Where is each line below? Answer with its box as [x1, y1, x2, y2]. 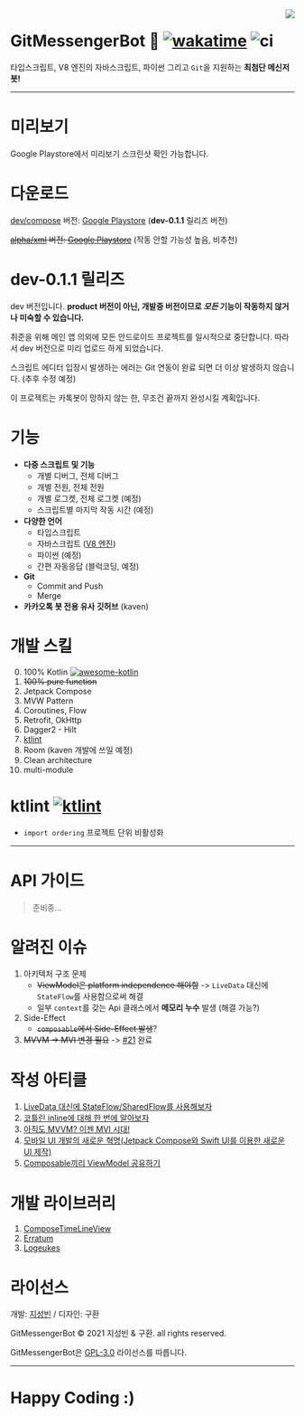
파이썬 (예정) [36, 549, 82, 560]
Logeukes [23, 1242, 61, 1253]
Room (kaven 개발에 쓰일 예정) [23, 744, 134, 755]
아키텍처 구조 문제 [23, 968, 87, 979]
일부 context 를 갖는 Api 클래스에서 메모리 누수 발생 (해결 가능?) [36, 1003, 261, 1014]
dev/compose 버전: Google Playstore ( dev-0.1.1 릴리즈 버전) [10, 214, 228, 225]
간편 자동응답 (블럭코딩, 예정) [36, 561, 140, 571]
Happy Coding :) [10, 1388, 135, 1409]
